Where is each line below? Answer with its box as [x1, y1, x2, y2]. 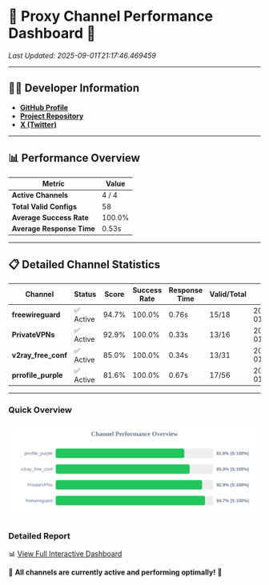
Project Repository [19, 111, 84, 121]
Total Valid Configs [11, 202, 78, 211]
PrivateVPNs [11, 330, 55, 339]
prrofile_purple [11, 370, 63, 379]
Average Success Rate [11, 212, 90, 222]
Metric [42, 179, 66, 189]
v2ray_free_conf [11, 350, 68, 359]
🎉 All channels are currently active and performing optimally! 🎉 [8, 567, 223, 577]
